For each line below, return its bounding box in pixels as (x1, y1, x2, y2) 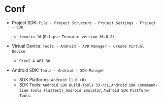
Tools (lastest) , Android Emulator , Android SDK (30, 87, 129, 93)
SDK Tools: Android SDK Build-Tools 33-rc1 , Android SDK (19, 82, 136, 88)
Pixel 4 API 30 (19, 58, 50, 63)
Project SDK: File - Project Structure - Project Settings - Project (11, 20, 156, 25)
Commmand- (137, 82, 158, 88)
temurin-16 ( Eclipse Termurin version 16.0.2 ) (19, 33, 114, 39)
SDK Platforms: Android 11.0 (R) (19, 76, 87, 82)
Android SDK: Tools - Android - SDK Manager (11, 67, 104, 73)
